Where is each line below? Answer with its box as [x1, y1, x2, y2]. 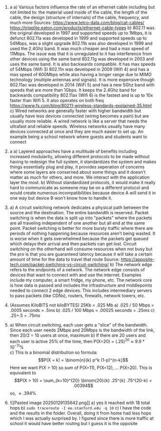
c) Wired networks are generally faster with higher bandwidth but [9, 108, 141, 114]
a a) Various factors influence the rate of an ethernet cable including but [9, 4, 155, 10]
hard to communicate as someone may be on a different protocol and [9, 185, 149, 190]
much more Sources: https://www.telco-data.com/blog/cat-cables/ [9, 20, 145, 25]
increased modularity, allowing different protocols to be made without [9, 154, 150, 159]
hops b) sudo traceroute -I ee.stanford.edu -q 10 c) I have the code [9, 405, 151, 411]
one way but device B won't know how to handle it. [9, 195, 112, 201]
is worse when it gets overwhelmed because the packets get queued [9, 236, 149, 241]
